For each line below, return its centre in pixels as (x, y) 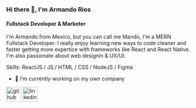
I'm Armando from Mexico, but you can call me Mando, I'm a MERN (89, 37)
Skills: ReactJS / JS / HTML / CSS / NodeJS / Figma (69, 67)
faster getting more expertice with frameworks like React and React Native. (98, 49)
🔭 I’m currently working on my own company (70, 79)
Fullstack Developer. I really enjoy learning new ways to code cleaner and (96, 43)
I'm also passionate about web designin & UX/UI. (66, 56)
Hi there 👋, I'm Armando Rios (49, 9)
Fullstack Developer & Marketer (46, 24)
